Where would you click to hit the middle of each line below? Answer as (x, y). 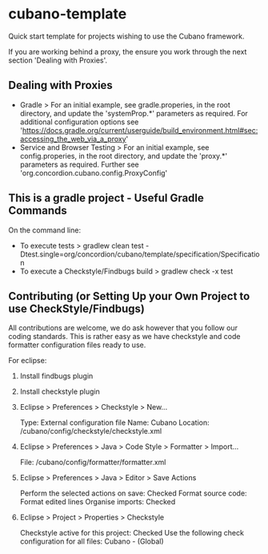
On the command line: (45, 230)
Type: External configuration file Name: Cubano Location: (114, 423)
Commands (38, 210)
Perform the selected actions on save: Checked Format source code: (133, 493)
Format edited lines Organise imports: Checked (98, 502)
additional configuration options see (79, 122)
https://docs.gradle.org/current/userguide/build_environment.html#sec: (140, 130)
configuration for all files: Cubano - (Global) (92, 541)
